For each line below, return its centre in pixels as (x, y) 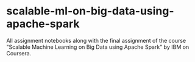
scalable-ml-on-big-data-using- (90, 11)
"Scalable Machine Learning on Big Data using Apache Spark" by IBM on (98, 47)
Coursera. (19, 53)
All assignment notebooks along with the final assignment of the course (96, 40)
